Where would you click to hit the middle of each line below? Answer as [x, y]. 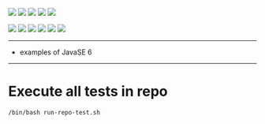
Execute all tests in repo [88, 92]
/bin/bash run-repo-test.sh [54, 112]
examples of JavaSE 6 [56, 52]
